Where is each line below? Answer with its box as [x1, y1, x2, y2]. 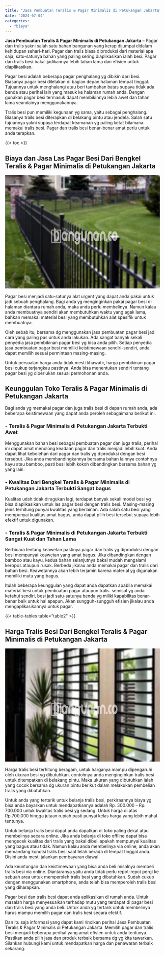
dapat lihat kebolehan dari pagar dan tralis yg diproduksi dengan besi [5, 451, 145, 457]
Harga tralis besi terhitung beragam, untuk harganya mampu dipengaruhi [5, 766, 153, 772]
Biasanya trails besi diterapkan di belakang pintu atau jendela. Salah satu [5, 115, 152, 120]
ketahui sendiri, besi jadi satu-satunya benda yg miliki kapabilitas [5, 593, 137, 599]
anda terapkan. [5, 130, 36, 136]
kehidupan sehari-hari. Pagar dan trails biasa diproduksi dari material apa [5, 48, 154, 54]
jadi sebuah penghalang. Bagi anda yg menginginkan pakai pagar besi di [5, 299, 152, 305]
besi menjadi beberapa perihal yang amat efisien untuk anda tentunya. [5, 929, 148, 935]
